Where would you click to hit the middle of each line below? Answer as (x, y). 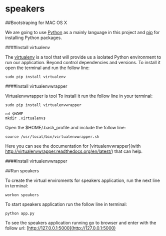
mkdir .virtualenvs (25, 118)
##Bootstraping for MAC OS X (36, 23)
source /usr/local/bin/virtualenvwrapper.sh (52, 137)
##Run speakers (22, 170)
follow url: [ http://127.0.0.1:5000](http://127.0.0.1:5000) (60, 228)
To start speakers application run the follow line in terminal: (66, 204)
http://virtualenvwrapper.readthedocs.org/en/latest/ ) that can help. (74, 151)
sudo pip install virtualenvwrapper (43, 105)
